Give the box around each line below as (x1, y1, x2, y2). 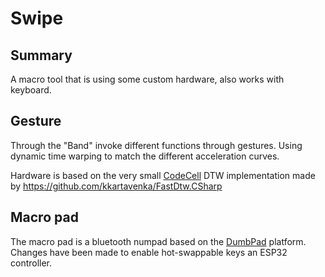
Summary (10, 47, 73, 64)
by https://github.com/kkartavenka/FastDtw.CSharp (10, 180, 223, 192)
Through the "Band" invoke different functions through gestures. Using (10, 139, 303, 151)
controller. (10, 257, 53, 269)
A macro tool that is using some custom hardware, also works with (10, 73, 285, 85)
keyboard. (10, 84, 52, 96)
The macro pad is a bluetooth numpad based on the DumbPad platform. (10, 235, 307, 247)
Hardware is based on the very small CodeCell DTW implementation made (10, 169, 316, 181)
